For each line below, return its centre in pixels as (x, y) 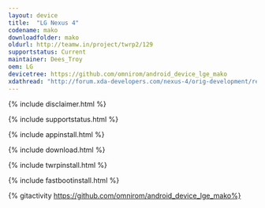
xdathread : (26, 81)
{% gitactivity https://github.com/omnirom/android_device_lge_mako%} (125, 195)
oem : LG (21, 67)
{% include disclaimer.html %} (57, 104)
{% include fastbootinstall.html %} (64, 180)
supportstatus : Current (47, 52)
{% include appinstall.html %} (56, 134)
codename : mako (33, 30)
